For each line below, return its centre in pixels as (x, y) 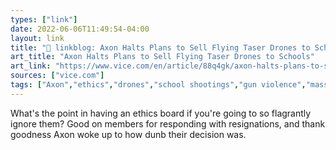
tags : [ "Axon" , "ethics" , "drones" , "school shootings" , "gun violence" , (158, 85)
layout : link (37, 38)
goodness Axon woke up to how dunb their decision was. (128, 134)
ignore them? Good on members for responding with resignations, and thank (168, 123)
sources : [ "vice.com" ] (57, 76)
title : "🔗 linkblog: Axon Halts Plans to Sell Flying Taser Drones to (160, 47)
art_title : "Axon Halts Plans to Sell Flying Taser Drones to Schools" (162, 57)
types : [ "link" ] (44, 19)
